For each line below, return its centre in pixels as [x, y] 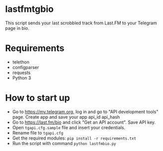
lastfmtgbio [29, 9]
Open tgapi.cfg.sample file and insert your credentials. [69, 127]
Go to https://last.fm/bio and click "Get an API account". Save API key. [84, 122]
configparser [26, 67]
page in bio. [17, 28]
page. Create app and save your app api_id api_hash [66, 117]
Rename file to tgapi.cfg [38, 133]
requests [21, 73]
